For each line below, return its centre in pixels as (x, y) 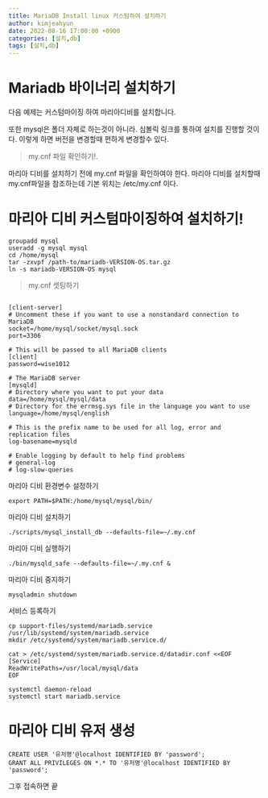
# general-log (32, 463)
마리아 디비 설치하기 (39, 517)
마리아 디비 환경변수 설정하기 (54, 486)
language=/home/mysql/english (59, 414)
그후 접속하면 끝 (33, 786)
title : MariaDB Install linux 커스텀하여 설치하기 (87, 16)
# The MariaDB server (45, 378)
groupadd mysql (34, 241)
